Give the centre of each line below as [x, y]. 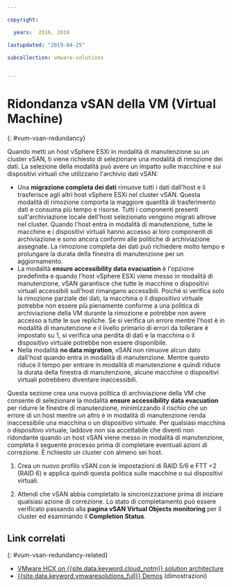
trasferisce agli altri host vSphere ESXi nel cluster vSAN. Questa [109, 195]
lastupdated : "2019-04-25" [46, 45]
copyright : [23, 19]
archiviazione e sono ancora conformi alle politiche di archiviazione [114, 239]
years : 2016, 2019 [42, 32]
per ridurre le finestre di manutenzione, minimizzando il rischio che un [107, 408]
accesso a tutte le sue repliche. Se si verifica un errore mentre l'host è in [121, 320]
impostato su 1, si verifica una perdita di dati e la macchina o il [106, 336]
